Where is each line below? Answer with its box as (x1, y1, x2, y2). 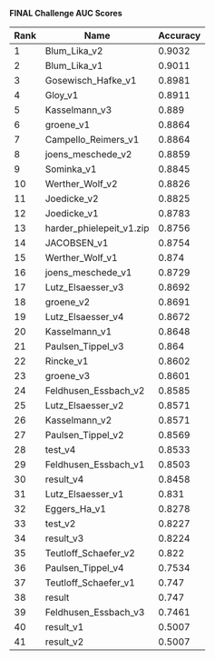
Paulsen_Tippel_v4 (44, 562, 124, 574)
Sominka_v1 (44, 163, 97, 175)
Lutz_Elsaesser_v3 (44, 281, 124, 294)
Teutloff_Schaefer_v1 (44, 576, 136, 589)
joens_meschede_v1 (44, 266, 132, 278)
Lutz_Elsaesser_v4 (44, 311, 124, 323)
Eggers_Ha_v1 (44, 503, 107, 515)
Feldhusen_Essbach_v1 (44, 458, 145, 471)
